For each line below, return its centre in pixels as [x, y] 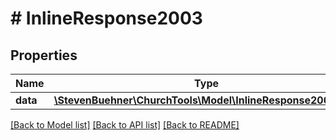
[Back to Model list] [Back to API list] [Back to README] [125, 125]
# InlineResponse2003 [106, 18]
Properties [44, 55]
